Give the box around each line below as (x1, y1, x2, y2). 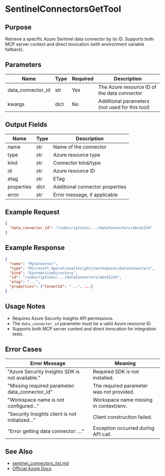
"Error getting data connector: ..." (7, 427, 84, 434)
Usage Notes (5, 302, 46, 310)
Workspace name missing (93, 396, 153, 403)
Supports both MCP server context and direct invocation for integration (12, 326, 157, 332)
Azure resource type (53, 151, 101, 158)
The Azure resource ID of (98, 84, 157, 90)
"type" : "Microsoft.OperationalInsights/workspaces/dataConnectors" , (9, 266, 155, 271)
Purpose (5, 23, 32, 31)
